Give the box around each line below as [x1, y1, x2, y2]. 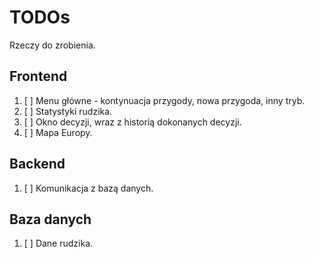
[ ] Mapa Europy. [23, 126, 93, 138]
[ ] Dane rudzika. [23, 237, 94, 250]
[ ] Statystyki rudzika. [23, 105, 113, 117]
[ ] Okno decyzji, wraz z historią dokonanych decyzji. [23, 116, 242, 128]
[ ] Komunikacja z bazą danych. [23, 182, 154, 194]
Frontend [9, 68, 68, 85]
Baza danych [9, 211, 92, 228]
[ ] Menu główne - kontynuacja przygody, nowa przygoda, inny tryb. [23, 94, 306, 106]
